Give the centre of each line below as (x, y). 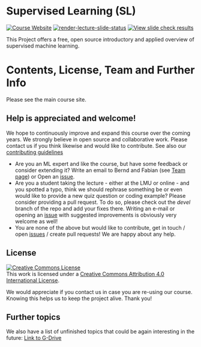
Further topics (33, 317)
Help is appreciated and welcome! (71, 118)
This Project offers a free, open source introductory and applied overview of (100, 39)
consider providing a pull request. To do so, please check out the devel (103, 202)
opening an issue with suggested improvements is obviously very (96, 215)
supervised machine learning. (43, 46)
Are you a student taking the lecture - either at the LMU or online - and (102, 183)
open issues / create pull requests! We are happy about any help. (95, 234)
